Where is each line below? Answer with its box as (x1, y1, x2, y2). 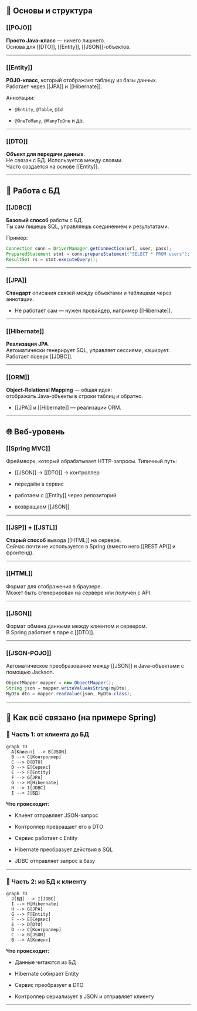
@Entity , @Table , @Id (14, 105, 63, 112)
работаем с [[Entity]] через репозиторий (14, 492, 117, 499)
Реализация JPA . (6, 340, 50, 347)
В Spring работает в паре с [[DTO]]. (6, 629, 95, 636)
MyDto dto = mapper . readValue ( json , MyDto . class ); (6, 691, 133, 697)
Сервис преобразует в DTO (14, 981, 84, 988)
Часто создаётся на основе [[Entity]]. (6, 163, 100, 170)
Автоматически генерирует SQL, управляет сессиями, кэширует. (6, 347, 170, 354)
